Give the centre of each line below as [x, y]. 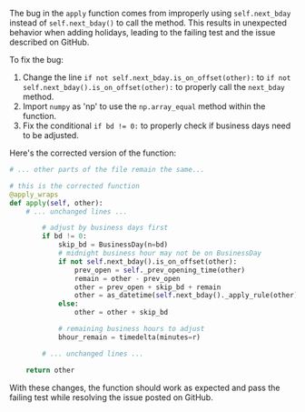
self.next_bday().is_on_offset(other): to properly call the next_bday [153, 87]
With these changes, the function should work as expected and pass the [145, 387]
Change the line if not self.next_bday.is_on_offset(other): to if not [157, 77]
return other [50, 370]
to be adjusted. [50, 135]
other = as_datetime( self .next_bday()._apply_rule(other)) [188, 296]
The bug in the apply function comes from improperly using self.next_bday [150, 13]
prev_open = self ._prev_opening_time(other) [160, 270]
